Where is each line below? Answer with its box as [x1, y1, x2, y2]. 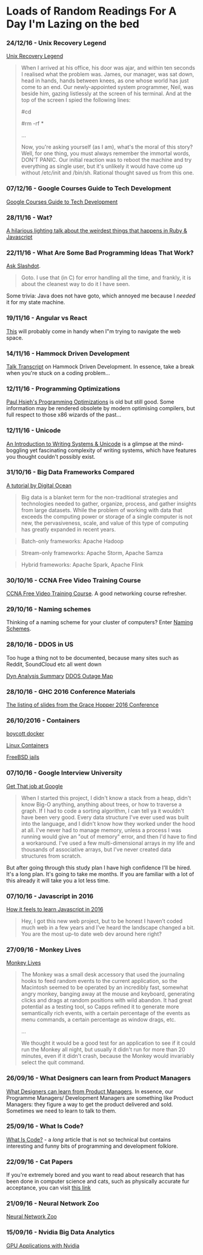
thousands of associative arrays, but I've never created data [21, 845, 171, 853]
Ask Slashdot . [6, 262, 41, 270]
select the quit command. [21, 1059, 85, 1066]
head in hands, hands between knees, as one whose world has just [21, 77, 189, 84]
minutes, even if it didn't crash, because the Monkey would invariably [21, 1053, 195, 1060]
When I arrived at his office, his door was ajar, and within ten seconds [21, 64, 196, 72]
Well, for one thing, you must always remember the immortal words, [21, 150, 191, 157]
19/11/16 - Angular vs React [6, 314, 88, 322]
